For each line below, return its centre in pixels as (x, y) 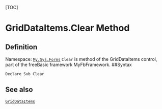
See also (19, 90)
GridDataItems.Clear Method (67, 28)
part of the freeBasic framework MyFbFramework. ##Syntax (69, 64)
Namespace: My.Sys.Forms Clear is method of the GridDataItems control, (81, 59)
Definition (21, 47)
